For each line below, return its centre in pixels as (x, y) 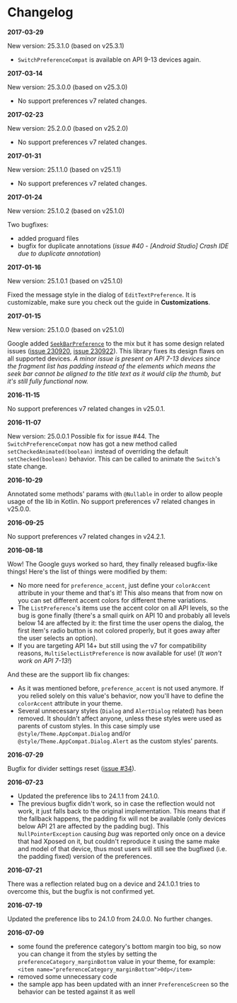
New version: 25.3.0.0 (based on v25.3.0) (68, 87)
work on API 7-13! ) (45, 660)
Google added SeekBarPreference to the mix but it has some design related (116, 343)
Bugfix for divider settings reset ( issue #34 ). (72, 768)
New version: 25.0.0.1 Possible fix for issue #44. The (84, 436)
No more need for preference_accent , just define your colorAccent (114, 585)
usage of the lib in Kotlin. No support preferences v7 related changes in (111, 501)
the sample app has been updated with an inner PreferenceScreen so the (123, 984)
